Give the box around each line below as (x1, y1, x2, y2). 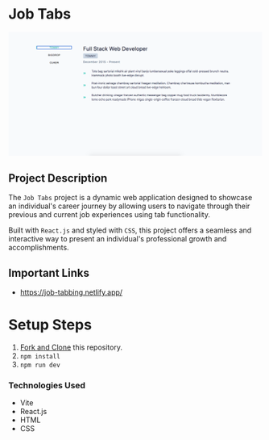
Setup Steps (8, 316, 93, 334)
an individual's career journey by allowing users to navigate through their (8, 201, 250, 211)
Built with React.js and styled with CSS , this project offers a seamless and (8, 225, 252, 235)
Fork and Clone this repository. (19, 342, 123, 352)
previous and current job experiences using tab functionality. (8, 210, 211, 220)
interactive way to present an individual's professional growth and (8, 234, 227, 244)
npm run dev (19, 361, 60, 370)
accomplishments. (8, 243, 70, 253)
